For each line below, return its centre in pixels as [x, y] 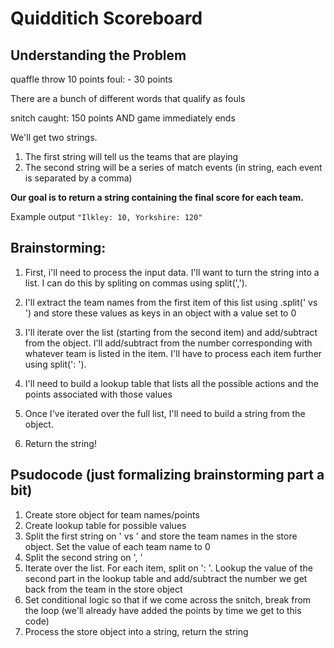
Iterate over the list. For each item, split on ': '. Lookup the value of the [168, 568]
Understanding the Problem [98, 55]
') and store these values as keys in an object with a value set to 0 [160, 313]
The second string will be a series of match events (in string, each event [173, 167]
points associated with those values [98, 394]
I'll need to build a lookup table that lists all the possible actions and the [171, 383]
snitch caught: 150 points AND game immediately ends [123, 118]
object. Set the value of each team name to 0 [117, 546]
